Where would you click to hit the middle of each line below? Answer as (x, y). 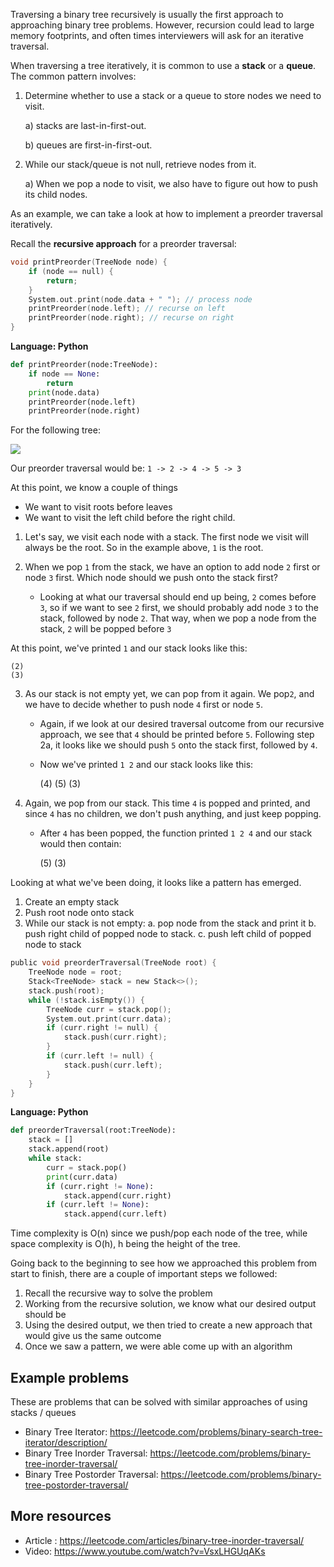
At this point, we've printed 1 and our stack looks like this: (129, 648)
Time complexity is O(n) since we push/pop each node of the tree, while (159, 1233)
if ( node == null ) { (71, 271)
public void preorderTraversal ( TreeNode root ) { (113, 963)
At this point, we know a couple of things (94, 488)
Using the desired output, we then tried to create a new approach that (168, 1325)
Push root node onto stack (79, 913)
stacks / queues (43, 1412)
